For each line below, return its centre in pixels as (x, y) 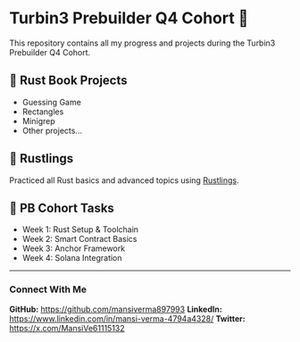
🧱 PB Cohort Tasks (62, 208)
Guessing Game (52, 102)
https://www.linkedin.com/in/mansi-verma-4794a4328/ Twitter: (127, 318)
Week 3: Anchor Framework (74, 248)
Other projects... (52, 130)
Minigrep (38, 121)
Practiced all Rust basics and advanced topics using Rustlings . (124, 180)
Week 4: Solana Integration (72, 258)
